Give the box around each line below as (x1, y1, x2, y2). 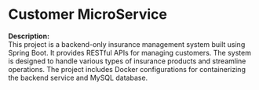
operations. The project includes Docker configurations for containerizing (8, 64, 246, 74)
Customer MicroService (8, 5, 167, 23)
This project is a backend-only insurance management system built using (8, 39, 246, 49)
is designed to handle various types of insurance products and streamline (8, 56, 246, 66)
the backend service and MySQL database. (8, 73, 148, 82)
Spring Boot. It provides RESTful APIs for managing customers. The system (8, 48, 251, 57)
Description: (8, 31, 49, 41)
